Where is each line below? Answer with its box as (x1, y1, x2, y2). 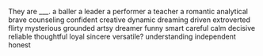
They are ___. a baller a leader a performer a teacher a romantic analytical (8, 7, 248, 16)
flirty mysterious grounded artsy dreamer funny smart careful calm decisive (8, 24, 256, 32)
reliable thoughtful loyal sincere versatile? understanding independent (8, 32, 236, 41)
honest (8, 40, 32, 50)
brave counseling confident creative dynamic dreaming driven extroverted (8, 15, 251, 24)
